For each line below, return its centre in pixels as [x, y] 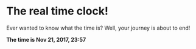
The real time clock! [57, 11]
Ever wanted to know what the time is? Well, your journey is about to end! [98, 28]
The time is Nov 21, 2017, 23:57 [46, 39]
